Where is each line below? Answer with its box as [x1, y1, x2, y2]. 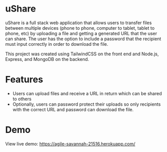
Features [5, 74, 43, 86]
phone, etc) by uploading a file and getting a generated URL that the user [5, 30, 157, 36]
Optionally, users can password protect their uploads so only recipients [12, 101, 161, 107]
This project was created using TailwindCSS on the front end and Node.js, [5, 51, 159, 57]
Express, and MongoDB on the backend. [5, 56, 89, 62]
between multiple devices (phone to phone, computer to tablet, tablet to [5, 25, 155, 31]
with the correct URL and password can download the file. [12, 106, 134, 112]
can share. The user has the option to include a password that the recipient [5, 36, 161, 42]
